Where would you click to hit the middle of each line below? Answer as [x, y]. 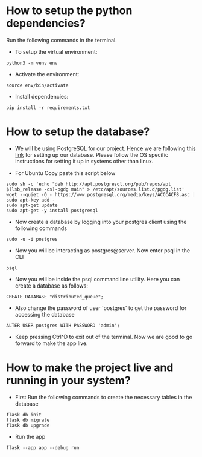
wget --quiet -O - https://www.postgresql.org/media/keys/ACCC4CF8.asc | [101, 194]
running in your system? [68, 380]
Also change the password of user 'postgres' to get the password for [101, 308]
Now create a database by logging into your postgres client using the [101, 222]
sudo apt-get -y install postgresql [52, 210]
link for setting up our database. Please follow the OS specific [92, 154]
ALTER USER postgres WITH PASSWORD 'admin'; [63, 325]
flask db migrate [28, 420]
